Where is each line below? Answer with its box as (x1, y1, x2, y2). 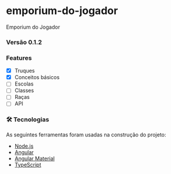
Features (6, 54, 32, 62)
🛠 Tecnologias (6, 115, 50, 124)
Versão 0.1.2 (6, 38, 42, 46)
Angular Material (14, 155, 55, 162)
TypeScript (14, 161, 42, 168)
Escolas (14, 80, 34, 87)
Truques (14, 67, 35, 74)
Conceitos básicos (14, 74, 60, 81)
